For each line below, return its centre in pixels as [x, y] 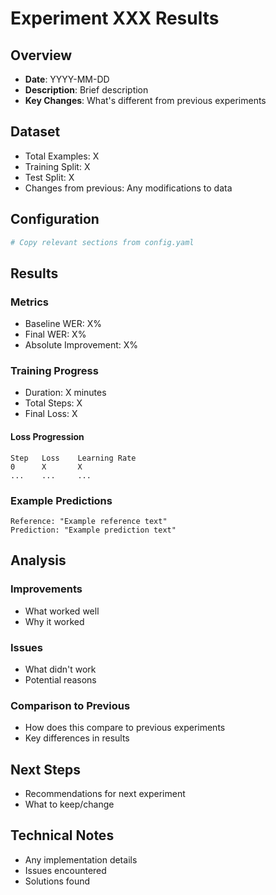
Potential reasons [60, 679]
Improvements [46, 589]
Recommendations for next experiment [105, 794]
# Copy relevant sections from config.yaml [102, 242]
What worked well [62, 611]
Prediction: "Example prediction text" [93, 530]
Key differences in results [77, 738]
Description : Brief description [86, 90]
